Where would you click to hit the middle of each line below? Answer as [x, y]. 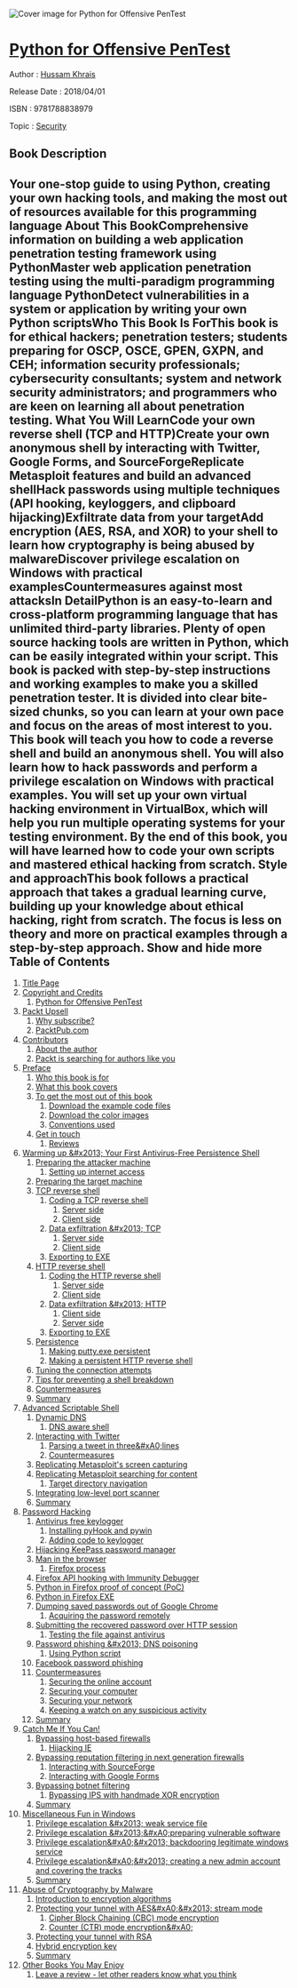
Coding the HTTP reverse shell [105, 1276]
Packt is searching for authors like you [105, 1058]
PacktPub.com [62, 1030]
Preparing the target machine [89, 1181]
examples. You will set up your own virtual [128, 795]
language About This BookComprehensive [129, 225]
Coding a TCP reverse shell [98, 1201]
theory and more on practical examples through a [149, 934]
